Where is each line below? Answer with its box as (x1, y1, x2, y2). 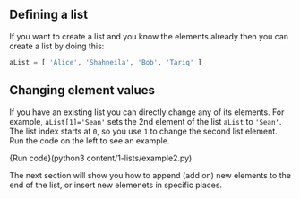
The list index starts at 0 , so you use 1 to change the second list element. (9, 125, 278, 136)
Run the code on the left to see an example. (9, 134, 170, 146)
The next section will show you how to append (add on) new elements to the (9, 169, 291, 180)
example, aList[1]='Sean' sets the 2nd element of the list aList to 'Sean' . (9, 116, 282, 126)
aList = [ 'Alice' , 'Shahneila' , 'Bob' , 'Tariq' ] (9, 57, 202, 66)
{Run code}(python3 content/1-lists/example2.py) (9, 152, 193, 163)
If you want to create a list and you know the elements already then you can (9, 30, 289, 41)
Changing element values (9, 82, 155, 98)
